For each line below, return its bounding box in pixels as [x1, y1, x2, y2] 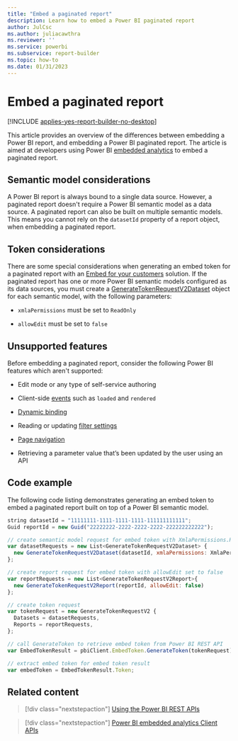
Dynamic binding [17, 408, 67, 416]
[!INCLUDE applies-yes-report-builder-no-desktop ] [7, 117, 157, 125]
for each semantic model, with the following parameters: [7, 292, 172, 301]
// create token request [7, 601, 81, 609]
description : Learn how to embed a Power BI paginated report [7, 17, 195, 24]
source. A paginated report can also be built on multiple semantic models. [7, 208, 223, 216]
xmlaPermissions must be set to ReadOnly [17, 306, 137, 315]
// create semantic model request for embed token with [7, 536, 176, 543]
